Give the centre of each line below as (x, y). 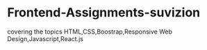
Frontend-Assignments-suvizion (104, 13)
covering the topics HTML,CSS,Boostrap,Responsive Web (90, 32)
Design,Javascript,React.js (45, 38)
